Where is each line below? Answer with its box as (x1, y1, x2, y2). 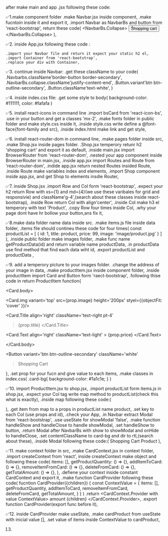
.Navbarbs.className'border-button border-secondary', (5, 75, 122, 80)
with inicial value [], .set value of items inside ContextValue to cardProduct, (5, 516, 160, 522)
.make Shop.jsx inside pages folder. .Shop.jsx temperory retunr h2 (5, 142, 142, 147)
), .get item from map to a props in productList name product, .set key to (5, 406, 154, 412)
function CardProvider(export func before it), (5, 501, 98, 507)
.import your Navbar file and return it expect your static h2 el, (5, 51, 149, 56)
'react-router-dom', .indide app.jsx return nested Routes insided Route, (5, 163, 151, 169)
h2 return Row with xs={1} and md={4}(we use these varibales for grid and (5, 189, 159, 195)
